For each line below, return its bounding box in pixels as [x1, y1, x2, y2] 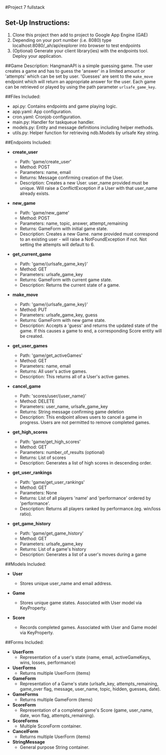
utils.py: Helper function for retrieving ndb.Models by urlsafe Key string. [12, 130, 160, 136]
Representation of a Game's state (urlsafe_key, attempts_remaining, [19, 680, 159, 687]
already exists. [19, 190, 50, 196]
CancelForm [12, 728, 39, 734]
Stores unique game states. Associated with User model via [19, 600, 142, 605]
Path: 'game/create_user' [19, 158, 72, 164]
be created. [19, 333, 44, 339]
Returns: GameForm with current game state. [19, 277, 112, 283]
